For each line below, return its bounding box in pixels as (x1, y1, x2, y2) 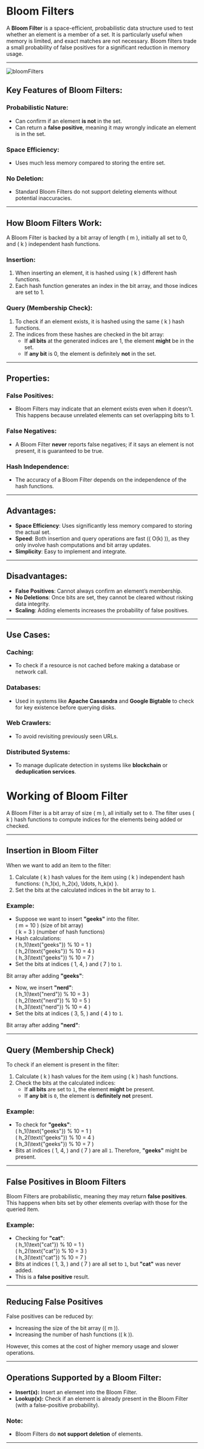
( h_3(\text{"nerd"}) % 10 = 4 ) (15, 1003, 91, 1011)
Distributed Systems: (6, 748, 70, 756)
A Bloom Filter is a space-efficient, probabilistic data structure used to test (6, 24, 194, 32)
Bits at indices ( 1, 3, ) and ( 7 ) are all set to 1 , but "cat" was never (15, 1260, 181, 1267)
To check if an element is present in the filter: (6, 1061, 120, 1068)
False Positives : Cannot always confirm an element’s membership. (15, 587, 182, 595)
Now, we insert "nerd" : (15, 984, 74, 991)
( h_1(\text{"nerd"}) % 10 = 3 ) (15, 990, 89, 998)
